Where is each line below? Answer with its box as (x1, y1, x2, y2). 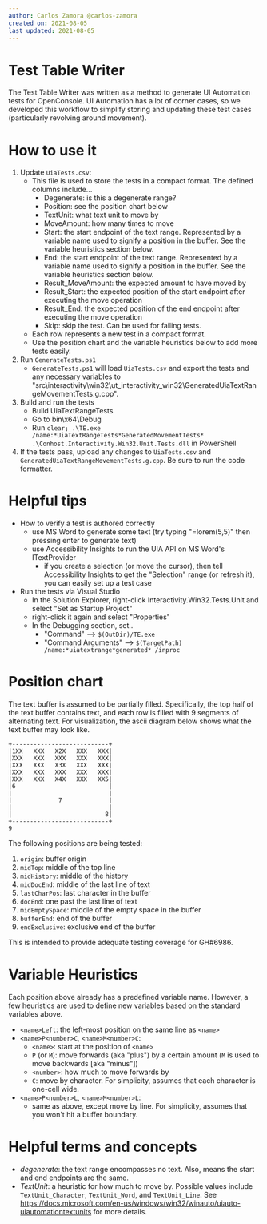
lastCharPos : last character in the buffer (19, 888, 152, 898)
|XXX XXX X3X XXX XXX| (8, 762, 113, 770)
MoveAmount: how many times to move (43, 219, 174, 228)
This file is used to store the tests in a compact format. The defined (31, 176, 253, 186)
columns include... (31, 185, 93, 195)
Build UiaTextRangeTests (31, 406, 114, 416)
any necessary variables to (31, 372, 122, 381)
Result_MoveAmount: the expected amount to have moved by (43, 278, 246, 288)
